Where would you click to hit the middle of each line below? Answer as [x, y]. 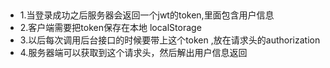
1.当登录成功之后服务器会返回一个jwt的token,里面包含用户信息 [147, 15]
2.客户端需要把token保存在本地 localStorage [110, 28]
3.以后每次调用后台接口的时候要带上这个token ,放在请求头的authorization [170, 40]
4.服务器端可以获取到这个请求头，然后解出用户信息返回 [133, 53]
